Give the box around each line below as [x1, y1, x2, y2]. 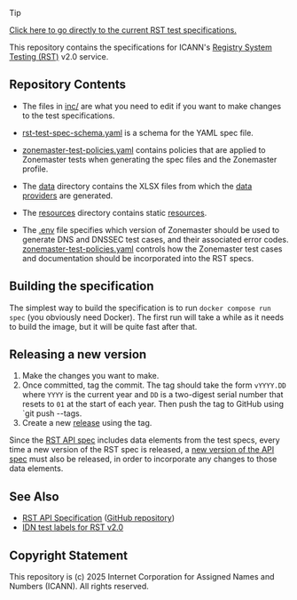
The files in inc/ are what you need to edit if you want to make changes [21, 100, 282, 111]
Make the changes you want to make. [21, 371, 160, 381]
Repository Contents [9, 77, 127, 92]
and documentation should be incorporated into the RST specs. [21, 252, 254, 263]
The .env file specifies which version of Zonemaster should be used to [21, 224, 280, 235]
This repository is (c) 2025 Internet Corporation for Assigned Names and [9, 572, 275, 582]
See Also [9, 489, 59, 504]
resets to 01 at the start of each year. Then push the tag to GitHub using [21, 399, 285, 410]
